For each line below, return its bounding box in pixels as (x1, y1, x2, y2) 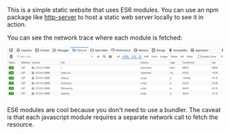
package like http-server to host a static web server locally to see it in (7, 13, 204, 21)
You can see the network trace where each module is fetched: (7, 33, 183, 42)
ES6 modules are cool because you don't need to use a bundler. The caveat (7, 106, 221, 114)
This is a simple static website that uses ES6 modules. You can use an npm (7, 6, 219, 14)
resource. (7, 120, 34, 129)
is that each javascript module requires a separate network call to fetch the (7, 113, 218, 122)
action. (7, 21, 27, 28)
